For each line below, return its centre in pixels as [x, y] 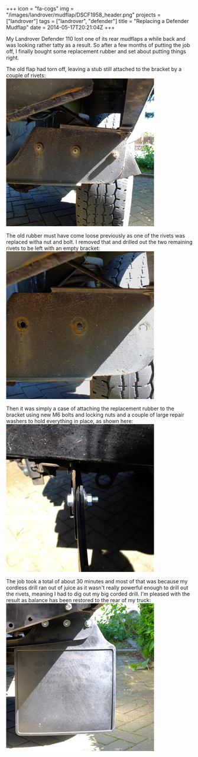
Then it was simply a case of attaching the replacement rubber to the [90, 408]
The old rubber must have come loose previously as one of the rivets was [95, 235]
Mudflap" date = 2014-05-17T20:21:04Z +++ [61, 27]
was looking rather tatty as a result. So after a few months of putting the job [98, 45]
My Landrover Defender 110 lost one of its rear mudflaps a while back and [96, 39]
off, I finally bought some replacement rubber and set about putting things [96, 51]
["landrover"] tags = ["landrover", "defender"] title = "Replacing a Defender [98, 21]
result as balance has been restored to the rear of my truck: [79, 600]
